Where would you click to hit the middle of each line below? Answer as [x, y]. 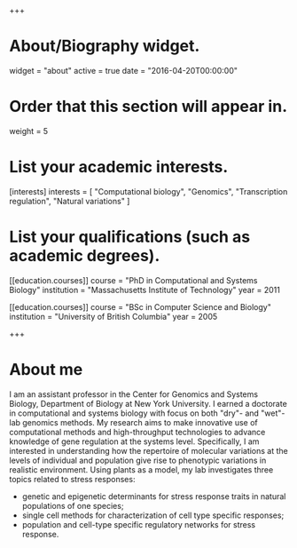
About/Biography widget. [105, 46]
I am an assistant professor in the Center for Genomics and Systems [134, 394]
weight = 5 [29, 131]
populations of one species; [73, 505]
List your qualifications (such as [130, 237]
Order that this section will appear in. [148, 107]
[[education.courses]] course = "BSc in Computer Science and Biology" [141, 306]
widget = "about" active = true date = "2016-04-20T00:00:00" [123, 70]
